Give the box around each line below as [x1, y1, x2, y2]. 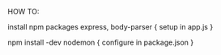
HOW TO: [7, 7, 40, 16]
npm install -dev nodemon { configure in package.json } [7, 37, 194, 47]
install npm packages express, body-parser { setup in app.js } [7, 22, 214, 31]
